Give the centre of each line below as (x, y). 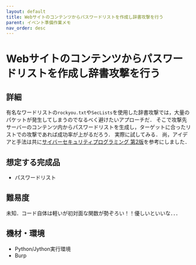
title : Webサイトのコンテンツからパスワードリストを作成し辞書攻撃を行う (85, 17)
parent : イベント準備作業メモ (39, 22)
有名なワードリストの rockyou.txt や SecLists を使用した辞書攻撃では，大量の (98, 112)
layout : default (26, 11)
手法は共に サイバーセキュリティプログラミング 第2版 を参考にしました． (103, 142)
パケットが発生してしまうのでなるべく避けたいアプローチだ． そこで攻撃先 (97, 120)
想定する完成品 (33, 162)
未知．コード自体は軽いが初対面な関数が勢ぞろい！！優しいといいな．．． (93, 213)
